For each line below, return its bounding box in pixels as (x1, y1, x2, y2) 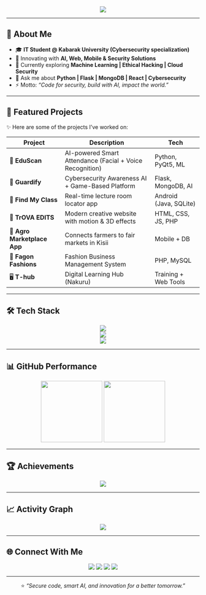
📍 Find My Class (9, 195, 58, 204)
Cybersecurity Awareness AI (64, 174, 147, 182)
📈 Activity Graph (6, 504, 74, 515)
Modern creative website (64, 209, 137, 217)
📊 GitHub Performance (6, 361, 97, 371)
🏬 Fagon (9, 252, 34, 260)
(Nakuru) (64, 278, 91, 286)
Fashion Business (64, 252, 115, 260)
